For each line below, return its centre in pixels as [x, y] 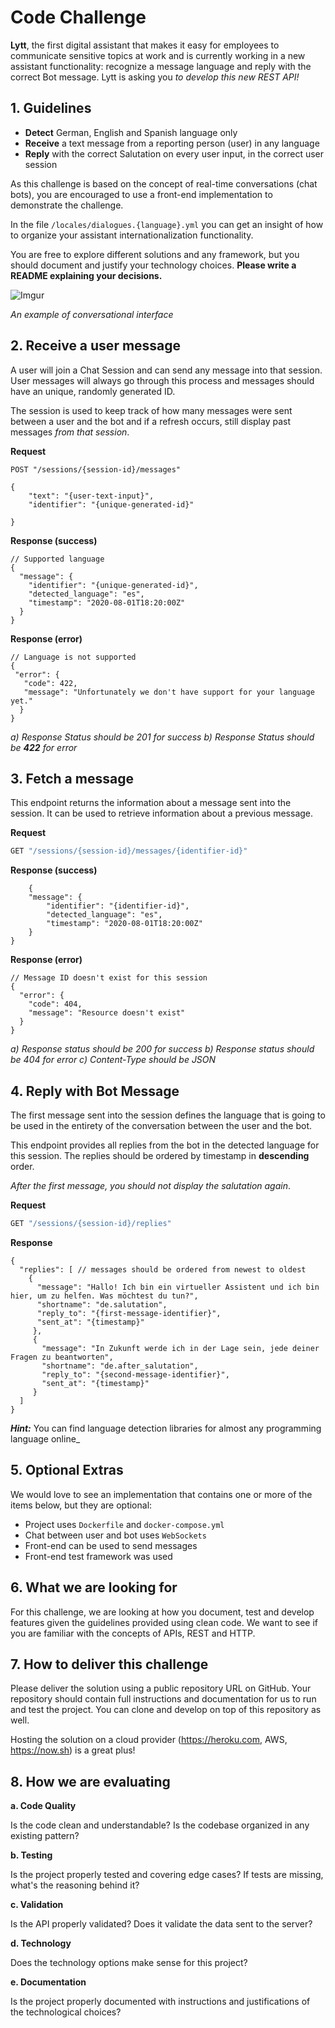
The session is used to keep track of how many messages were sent [151, 410]
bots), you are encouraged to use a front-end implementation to [141, 194]
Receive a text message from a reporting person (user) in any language [172, 143]
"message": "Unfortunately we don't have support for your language [169, 692]
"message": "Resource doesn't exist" [107, 1013]
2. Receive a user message [96, 346]
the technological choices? [66, 2012]
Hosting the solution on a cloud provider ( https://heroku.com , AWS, [149, 1740]
